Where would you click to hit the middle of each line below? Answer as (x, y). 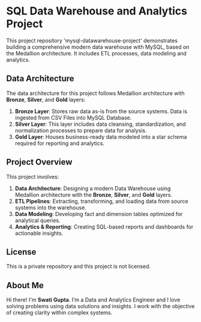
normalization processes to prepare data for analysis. (81, 130)
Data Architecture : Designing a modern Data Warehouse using (93, 188)
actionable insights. (39, 233)
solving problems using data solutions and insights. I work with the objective (100, 306)
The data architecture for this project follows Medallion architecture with (95, 93)
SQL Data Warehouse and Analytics (97, 11)
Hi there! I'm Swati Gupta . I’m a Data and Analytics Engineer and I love (93, 300)
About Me (25, 285)
